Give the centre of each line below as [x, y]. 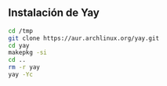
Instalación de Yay [54, 13]
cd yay [19, 45]
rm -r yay [24, 67]
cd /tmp [21, 30]
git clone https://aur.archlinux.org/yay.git [83, 38]
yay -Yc [21, 75]
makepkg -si [27, 53]
